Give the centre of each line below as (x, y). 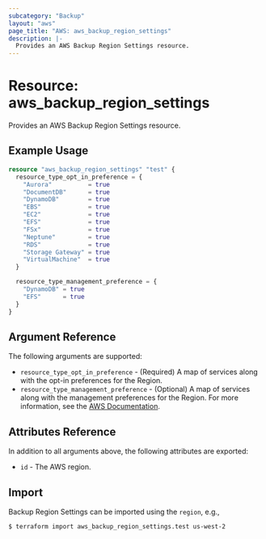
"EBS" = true (67, 207)
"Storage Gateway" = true (67, 252)
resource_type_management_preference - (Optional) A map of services (135, 390)
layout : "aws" (32, 23)
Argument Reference (62, 337)
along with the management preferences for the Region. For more (129, 398)
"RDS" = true (67, 244)
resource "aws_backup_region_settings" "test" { (92, 169)
